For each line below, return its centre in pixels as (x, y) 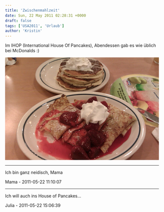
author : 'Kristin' (24, 31)
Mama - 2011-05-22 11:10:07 (33, 182)
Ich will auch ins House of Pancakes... (43, 196)
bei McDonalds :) (22, 51)
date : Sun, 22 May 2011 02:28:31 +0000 (46, 15)
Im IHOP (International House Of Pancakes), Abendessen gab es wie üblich (81, 45)
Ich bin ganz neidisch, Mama (34, 172)
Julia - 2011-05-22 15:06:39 (33, 206)
